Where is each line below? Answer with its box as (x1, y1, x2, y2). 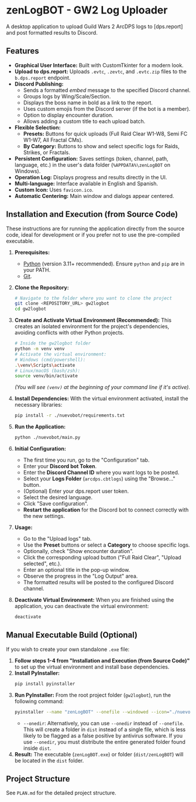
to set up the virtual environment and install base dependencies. (14, 663, 170, 670)
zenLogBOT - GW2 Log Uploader (6, 4, 168, 17)
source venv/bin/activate (14, 373, 78, 379)
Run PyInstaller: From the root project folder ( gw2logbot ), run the (14, 691, 171, 698)
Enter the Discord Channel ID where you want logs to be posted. (23, 469, 180, 476)
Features (6, 46, 39, 56)
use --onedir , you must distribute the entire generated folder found (23, 738, 186, 745)
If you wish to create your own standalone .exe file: (6, 646, 130, 653)
